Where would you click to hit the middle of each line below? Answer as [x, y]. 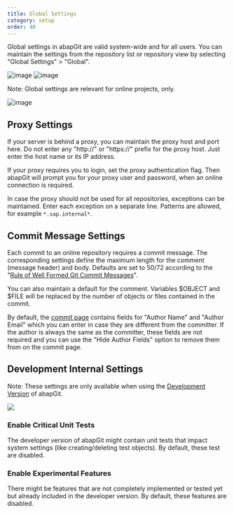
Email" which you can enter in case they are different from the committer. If [116, 325]
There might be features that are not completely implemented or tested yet [115, 488]
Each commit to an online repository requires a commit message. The [108, 253]
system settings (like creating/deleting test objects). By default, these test [114, 448]
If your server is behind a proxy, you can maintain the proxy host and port [113, 142]
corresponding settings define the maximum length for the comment [106, 260]
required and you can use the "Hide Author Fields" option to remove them [113, 339]
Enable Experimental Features [60, 474]
